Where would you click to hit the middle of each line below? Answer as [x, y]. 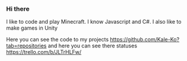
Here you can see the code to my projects [57, 40]
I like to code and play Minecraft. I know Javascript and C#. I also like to [94, 22]
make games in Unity [32, 28]
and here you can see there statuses [93, 46]
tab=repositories [26, 46]
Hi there [18, 9]
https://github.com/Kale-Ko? [145, 40]
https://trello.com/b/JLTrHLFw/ [44, 52]
